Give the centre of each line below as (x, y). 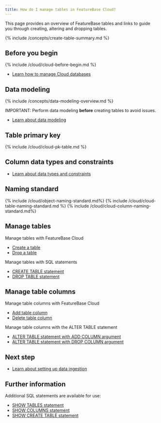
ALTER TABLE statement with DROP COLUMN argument (68, 342)
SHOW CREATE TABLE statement (45, 415)
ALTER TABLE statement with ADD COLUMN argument (66, 337)
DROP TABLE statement (36, 277)
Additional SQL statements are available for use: (53, 395)
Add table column (30, 313)
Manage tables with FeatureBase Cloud (44, 238)
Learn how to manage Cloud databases (51, 74)
